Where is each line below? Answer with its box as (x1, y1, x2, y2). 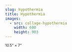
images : (5, 16, 21, 21)
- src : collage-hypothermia (9, 20, 68, 26)
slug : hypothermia (5, 7, 43, 12)
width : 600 (14, 25, 36, 30)
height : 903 (14, 30, 38, 35)
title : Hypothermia (5, 12, 45, 17)
